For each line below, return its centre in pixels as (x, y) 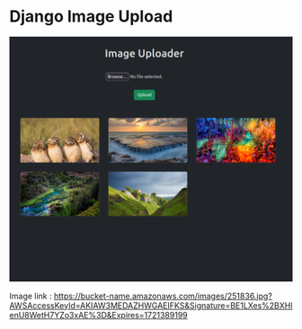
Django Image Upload (91, 17)
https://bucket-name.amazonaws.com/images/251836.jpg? (163, 296)
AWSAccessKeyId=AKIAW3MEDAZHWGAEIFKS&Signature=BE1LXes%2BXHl (151, 305)
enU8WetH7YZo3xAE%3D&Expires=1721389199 (99, 315)
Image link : (31, 296)
